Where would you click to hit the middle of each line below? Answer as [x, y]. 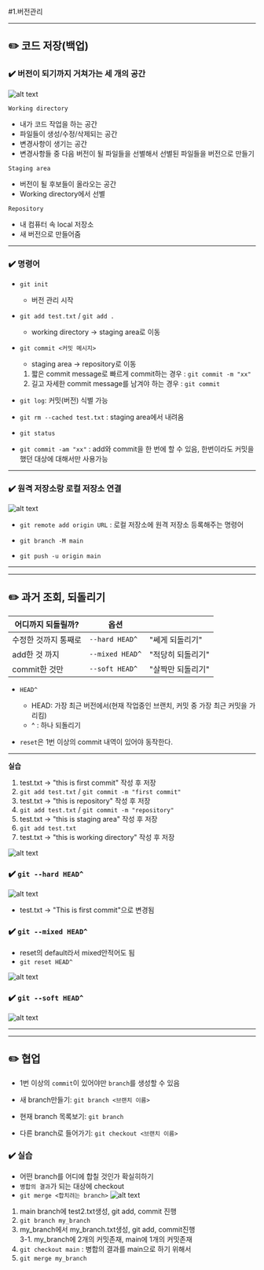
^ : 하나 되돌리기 [56, 725]
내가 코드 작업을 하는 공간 [59, 123]
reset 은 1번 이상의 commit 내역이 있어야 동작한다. [96, 742]
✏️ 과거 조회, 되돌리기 [57, 597]
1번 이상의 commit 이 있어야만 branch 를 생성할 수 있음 [100, 1083]
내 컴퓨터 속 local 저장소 [57, 224]
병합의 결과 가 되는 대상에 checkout [71, 1187]
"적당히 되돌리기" [179, 655]
